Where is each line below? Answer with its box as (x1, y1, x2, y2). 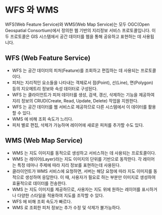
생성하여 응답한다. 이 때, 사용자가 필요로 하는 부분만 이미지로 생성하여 (25, 174, 156, 180)
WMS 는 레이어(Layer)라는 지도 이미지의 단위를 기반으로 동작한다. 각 (12, 156, 142, 162)
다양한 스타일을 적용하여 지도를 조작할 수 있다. (17, 192, 104, 198)
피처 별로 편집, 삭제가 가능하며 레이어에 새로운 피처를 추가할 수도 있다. (12, 122, 144, 128)
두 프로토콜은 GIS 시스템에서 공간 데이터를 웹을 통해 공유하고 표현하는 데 (5, 33, 142, 39)
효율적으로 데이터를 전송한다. (12, 180, 67, 186)
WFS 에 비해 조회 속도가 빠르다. (12, 198, 72, 204)
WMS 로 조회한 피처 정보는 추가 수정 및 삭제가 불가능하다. (12, 204, 121, 210)
